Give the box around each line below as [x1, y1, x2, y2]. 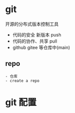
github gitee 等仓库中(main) [12, 44, 70, 50]
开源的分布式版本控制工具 [5, 21, 59, 27]
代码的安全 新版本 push [12, 31, 62, 37]
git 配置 [5, 96, 37, 108]
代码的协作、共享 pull [12, 38, 57, 44]
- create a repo [5, 78, 40, 83]
